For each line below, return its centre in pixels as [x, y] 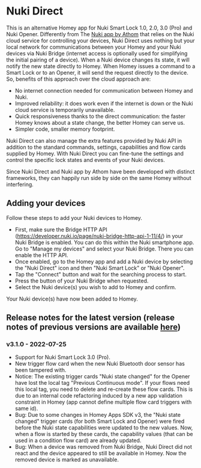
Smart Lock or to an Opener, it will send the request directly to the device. [97, 72]
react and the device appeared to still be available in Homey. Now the [101, 454]
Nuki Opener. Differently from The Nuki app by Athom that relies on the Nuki [100, 34]
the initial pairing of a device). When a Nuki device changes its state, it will [98, 60]
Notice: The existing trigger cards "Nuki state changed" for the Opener [102, 376]
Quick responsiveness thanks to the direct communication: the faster [100, 116]
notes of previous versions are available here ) [94, 327]
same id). [26, 408]
